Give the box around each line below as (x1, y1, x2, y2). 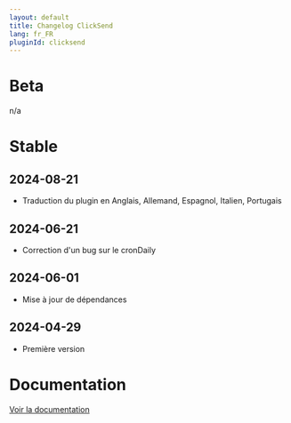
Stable (9, 137, 58, 156)
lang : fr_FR (9, 29, 53, 38)
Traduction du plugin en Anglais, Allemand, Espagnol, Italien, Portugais (21, 196, 282, 206)
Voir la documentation (9, 403, 91, 414)
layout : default (9, 12, 69, 22)
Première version (21, 343, 85, 354)
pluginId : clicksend (9, 37, 86, 47)
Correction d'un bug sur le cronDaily (21, 245, 157, 255)
